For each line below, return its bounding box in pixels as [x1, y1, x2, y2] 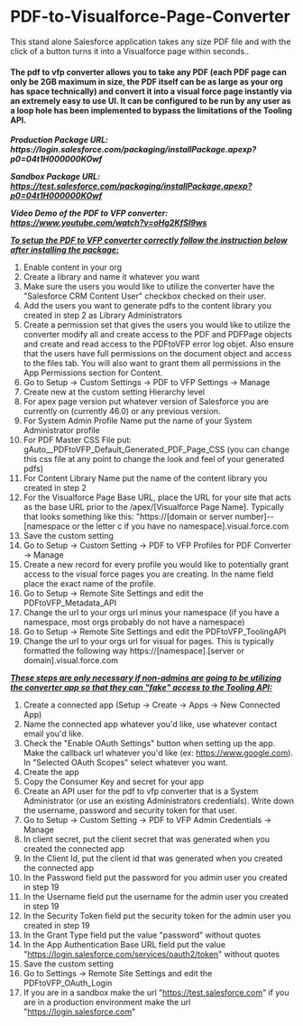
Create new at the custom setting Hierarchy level [23, 386, 206, 398]
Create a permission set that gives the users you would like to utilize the [23, 319, 291, 330]
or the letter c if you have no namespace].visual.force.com [71, 521, 289, 531]
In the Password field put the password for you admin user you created [23, 873, 288, 883]
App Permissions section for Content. [23, 367, 163, 378]
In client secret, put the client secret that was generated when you [23, 834, 270, 845]
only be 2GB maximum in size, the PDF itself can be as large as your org [10, 76, 283, 87]
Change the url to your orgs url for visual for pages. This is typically [23, 636, 274, 647]
